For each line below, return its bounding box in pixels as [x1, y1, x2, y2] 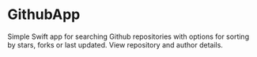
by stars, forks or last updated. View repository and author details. [7, 40, 223, 49]
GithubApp [7, 6, 81, 24]
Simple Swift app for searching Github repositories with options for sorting [7, 32, 250, 41]
